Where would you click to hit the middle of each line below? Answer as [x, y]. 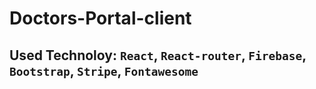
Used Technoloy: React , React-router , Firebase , [158, 55]
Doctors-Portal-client [100, 18]
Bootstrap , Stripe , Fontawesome [104, 70]
